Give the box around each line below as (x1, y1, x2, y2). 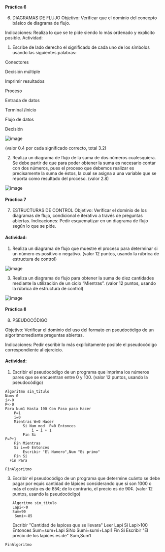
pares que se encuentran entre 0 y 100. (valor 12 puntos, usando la (12, 375, 148, 380)
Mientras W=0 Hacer (14, 419, 54, 424)
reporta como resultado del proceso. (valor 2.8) (12, 175, 109, 182)
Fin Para (9, 458, 28, 463)
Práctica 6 (5, 4, 27, 10)
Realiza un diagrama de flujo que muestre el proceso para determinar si (12, 245, 158, 251)
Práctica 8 (5, 306, 27, 312)
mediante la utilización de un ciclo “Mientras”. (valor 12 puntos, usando (12, 280, 156, 286)
